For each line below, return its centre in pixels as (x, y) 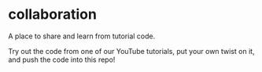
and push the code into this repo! (62, 59)
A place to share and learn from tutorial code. (82, 36)
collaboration (52, 14)
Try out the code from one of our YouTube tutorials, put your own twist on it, (131, 51)
